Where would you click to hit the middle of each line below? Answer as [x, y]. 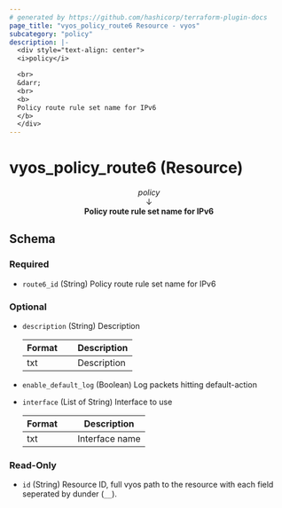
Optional [28, 307]
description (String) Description [81, 326]
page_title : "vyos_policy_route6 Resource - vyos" [105, 26]
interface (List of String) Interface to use [97, 402]
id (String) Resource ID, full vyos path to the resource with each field [148, 485]
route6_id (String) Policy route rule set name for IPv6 [119, 284]
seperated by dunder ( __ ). [70, 494]
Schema [32, 239]
